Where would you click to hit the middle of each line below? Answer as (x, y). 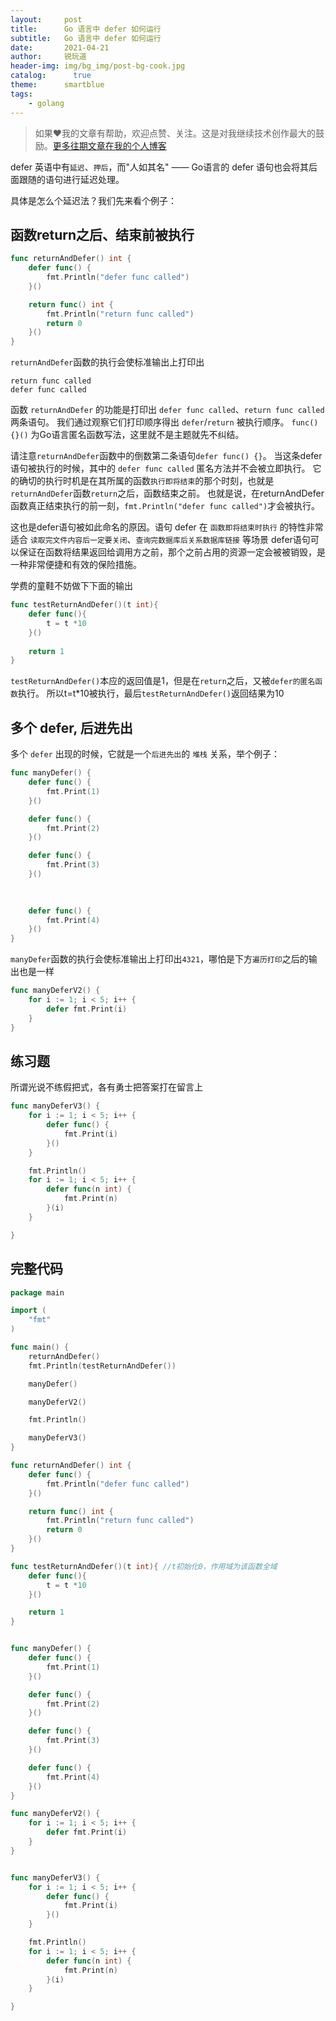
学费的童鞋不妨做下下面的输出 (71, 586)
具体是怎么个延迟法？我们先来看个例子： (93, 200)
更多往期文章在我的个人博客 (109, 145)
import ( (28, 1311)
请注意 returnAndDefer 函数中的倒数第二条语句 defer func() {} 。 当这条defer (166, 456)
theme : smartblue (57, 85)
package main (37, 1292)
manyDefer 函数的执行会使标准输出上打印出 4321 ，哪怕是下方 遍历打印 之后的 (159, 959)
